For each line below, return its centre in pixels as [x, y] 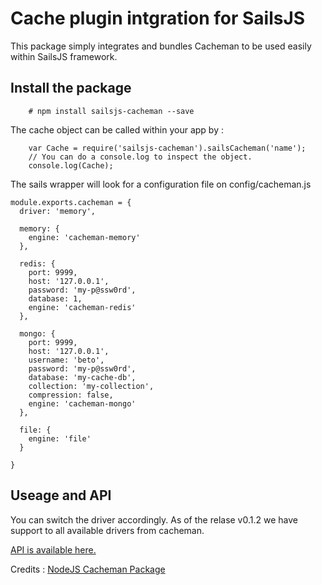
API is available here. [53, 549]
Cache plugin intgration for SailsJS [158, 18]
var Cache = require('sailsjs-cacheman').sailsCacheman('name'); [167, 148]
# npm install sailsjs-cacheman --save [111, 111]
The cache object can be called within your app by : [117, 129]
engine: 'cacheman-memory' [84, 237]
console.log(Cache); [71, 165]
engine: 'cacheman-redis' [82, 307]
